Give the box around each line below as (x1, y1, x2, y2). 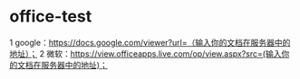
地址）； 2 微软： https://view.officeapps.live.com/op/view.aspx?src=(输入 (9, 48, 282, 59)
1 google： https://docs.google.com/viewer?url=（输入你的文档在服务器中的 (9, 37, 291, 48)
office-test (9, 6, 92, 27)
